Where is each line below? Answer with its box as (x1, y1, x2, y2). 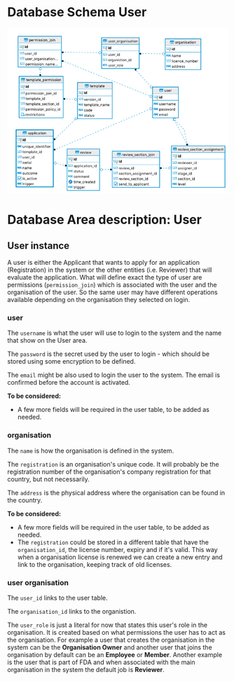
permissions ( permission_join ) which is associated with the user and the (7, 281, 217, 289)
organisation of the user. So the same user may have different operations (7, 288, 219, 296)
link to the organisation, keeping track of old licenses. (17, 560, 172, 568)
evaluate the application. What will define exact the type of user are (7, 273, 202, 282)
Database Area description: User (7, 212, 202, 228)
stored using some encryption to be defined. (7, 357, 136, 366)
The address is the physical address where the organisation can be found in (7, 488, 226, 497)
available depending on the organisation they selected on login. (7, 296, 191, 304)
